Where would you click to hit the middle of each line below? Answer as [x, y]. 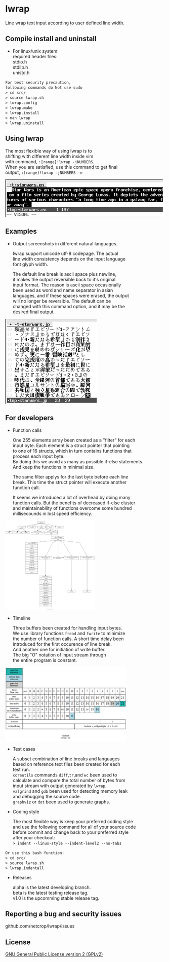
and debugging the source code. [47, 796]
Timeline [22, 618]
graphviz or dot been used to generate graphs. [61, 802]
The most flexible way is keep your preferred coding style [73, 821]
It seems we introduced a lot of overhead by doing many [71, 497]
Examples [21, 231]
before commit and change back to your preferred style [71, 832]
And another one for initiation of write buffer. [59, 649]
